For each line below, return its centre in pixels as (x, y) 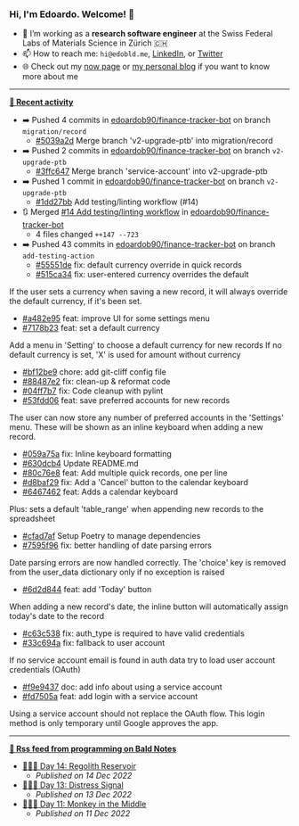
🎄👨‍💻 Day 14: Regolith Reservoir (79, 766)
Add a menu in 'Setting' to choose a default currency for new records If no (145, 345)
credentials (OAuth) (45, 670)
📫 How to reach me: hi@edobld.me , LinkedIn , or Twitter (122, 54)
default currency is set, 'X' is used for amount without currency (125, 355)
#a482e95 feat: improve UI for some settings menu (116, 318)
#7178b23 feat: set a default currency (91, 328)
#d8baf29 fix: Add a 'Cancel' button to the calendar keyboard (135, 483)
